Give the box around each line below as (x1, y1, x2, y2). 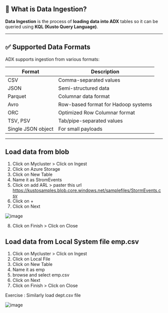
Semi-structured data (58, 85, 109, 92)
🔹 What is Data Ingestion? (5, 5, 87, 14)
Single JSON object (7, 125, 53, 132)
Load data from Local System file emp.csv (5, 237, 139, 246)
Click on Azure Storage (12, 166, 60, 172)
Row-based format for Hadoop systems (58, 101, 152, 108)
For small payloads (58, 125, 102, 132)
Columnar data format (58, 93, 110, 100)
